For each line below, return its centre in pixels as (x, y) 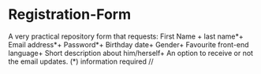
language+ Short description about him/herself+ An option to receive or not (131, 53)
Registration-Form (70, 15)
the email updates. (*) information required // (81, 61)
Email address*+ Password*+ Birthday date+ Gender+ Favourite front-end (129, 44)
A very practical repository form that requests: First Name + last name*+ (126, 36)
